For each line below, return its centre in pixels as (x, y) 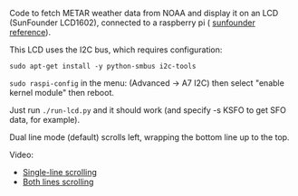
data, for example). (45, 120)
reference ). (30, 32)
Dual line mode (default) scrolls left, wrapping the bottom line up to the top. (149, 137)
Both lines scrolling (58, 182)
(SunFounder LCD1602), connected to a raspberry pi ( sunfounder (132, 23)
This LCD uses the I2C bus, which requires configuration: (116, 50)
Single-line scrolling (60, 172)
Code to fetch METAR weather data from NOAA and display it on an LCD (144, 13)
